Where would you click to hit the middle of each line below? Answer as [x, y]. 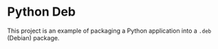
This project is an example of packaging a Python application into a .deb [109, 31]
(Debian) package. [33, 37]
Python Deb [42, 12]
